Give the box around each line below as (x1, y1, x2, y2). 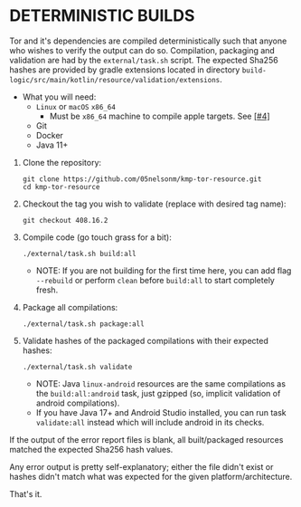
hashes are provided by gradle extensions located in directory (9, 64, 240, 75)
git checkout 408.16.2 (22, 215, 108, 225)
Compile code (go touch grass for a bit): (22, 232, 172, 243)
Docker (35, 129, 63, 140)
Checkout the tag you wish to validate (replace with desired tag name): (22, 198, 287, 209)
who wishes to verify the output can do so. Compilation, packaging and (9, 44, 276, 55)
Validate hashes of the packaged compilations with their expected (22, 335, 269, 346)
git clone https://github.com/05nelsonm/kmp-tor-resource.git (22, 174, 262, 184)
